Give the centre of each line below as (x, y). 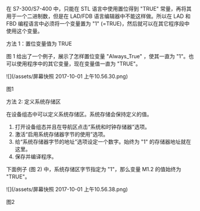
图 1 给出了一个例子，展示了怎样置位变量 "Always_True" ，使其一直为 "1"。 (97, 56)
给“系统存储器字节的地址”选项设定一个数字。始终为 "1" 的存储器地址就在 (103, 142)
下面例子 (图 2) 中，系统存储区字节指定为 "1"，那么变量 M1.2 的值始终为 (94, 169)
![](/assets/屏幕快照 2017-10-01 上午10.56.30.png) (67, 76)
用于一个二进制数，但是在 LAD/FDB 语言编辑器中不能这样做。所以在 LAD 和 (99, 16)
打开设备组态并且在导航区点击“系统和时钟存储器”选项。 (82, 127)
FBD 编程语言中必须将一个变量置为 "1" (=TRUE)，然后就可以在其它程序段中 (98, 23)
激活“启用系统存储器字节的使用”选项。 (62, 134)
